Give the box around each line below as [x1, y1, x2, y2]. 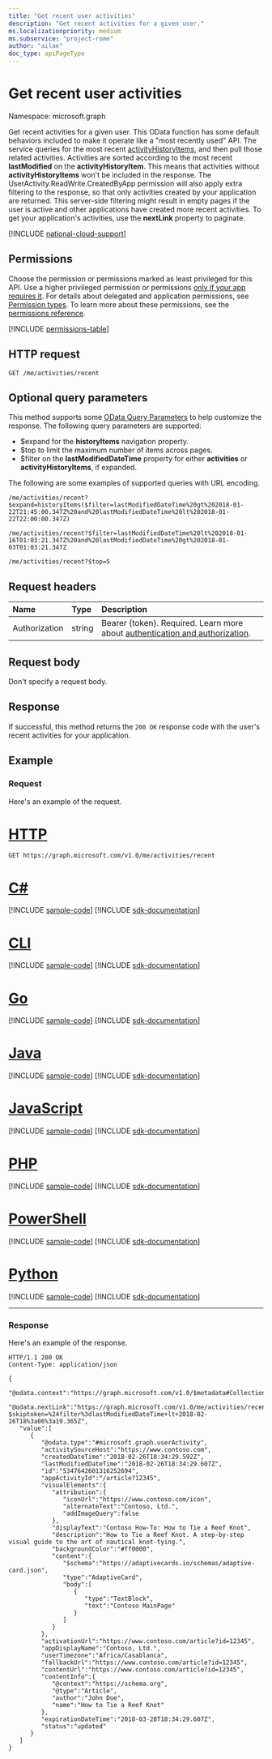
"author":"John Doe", [51, 1694, 125, 1702]
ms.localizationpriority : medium [8, 27, 121, 35]
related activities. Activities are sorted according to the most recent [8, 152, 233, 162]
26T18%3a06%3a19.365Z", [8, 1418, 89, 1426]
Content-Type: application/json [8, 1361, 117, 1369]
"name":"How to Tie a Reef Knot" [51, 1701, 164, 1710]
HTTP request [8, 348, 81, 362]
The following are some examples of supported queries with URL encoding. [8, 478, 261, 488]
